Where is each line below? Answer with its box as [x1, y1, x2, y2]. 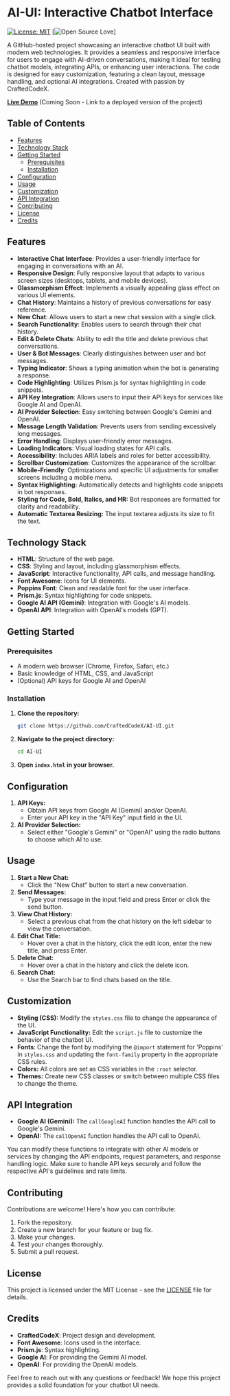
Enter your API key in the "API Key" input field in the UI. [27, 813, 183, 822]
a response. [16, 371, 51, 379]
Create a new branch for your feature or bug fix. [16, 1226, 153, 1234]
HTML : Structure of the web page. [16, 555, 115, 563]
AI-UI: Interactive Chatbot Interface [7, 5, 214, 21]
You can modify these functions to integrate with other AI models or [7, 1145, 199, 1154]
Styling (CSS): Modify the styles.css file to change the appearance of [16, 1014, 218, 1022]
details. [7, 1292, 28, 1301]
